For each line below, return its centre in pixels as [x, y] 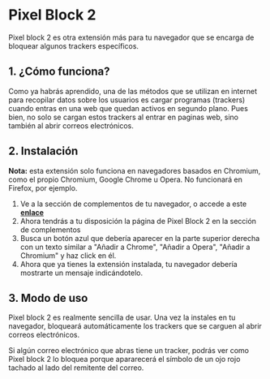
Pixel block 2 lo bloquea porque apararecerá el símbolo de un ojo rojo [124, 360]
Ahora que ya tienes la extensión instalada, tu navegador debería [129, 264]
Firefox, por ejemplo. [43, 187]
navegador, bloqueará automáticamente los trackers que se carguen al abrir [135, 326]
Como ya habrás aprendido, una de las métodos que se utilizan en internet [133, 91]
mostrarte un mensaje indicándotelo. [81, 273]
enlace [32, 212]
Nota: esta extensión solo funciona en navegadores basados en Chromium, [135, 170]
